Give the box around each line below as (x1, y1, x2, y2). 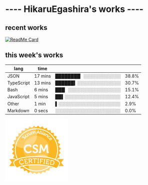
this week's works (5, 51, 63, 59)
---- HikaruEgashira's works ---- (5, 3, 144, 15)
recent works (5, 23, 47, 32)
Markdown (7, 107, 29, 113)
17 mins (34, 73, 51, 79)
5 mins (34, 94, 48, 100)
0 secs (34, 107, 48, 113)
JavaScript (7, 94, 30, 100)
